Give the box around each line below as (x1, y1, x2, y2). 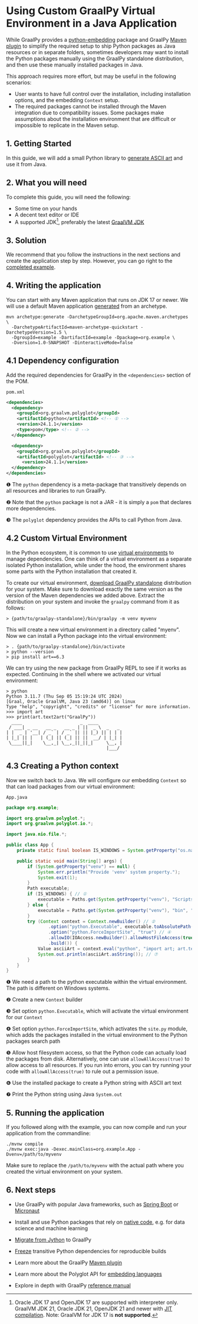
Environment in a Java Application (6, 17, 177, 30)
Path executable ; (27, 885, 70, 891)
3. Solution (6, 235, 47, 245)
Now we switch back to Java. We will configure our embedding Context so (6, 776, 187, 783)
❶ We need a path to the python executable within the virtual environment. (6, 979, 187, 986)
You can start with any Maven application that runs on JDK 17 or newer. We (6, 296, 189, 303)
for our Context (6, 1014, 43, 1021)
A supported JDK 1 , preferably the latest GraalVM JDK (14, 217, 144, 225)
